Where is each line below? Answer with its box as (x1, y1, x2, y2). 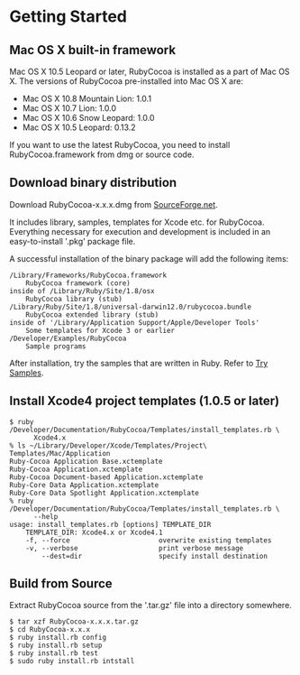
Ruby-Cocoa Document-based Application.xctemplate (9, 472, 204, 482)
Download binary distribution (9, 175, 177, 190)
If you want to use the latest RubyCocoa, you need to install (9, 140, 231, 150)
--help (32, 512, 59, 521)
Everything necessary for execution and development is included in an (9, 226, 271, 236)
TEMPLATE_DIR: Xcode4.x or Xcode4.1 (25, 528, 164, 537)
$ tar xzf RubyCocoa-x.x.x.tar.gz (9, 617, 140, 626)
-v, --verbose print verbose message (25, 543, 244, 552)
